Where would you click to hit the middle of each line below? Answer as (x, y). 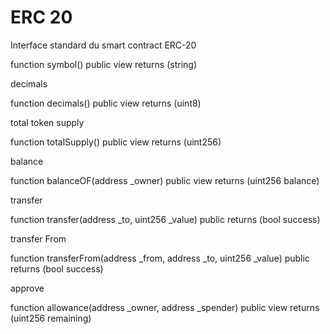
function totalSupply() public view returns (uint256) (116, 142)
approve (27, 288)
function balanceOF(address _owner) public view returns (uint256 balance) (165, 180)
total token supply (47, 122)
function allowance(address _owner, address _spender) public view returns (165, 307)
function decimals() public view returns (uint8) (106, 103)
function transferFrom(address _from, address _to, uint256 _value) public (160, 258)
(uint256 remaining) (51, 318)
